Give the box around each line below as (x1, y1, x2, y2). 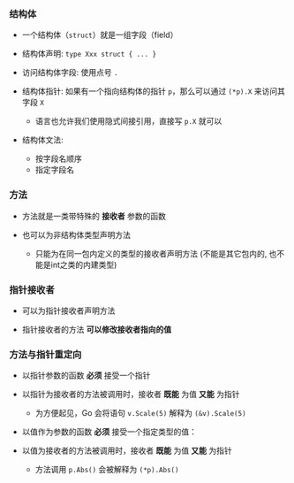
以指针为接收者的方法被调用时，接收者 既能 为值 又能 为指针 (21, 389, 240, 400)
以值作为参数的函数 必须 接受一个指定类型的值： (21, 426, 197, 437)
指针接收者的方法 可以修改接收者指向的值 (21, 324, 172, 334)
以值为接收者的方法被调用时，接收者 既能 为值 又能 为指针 (21, 445, 232, 456)
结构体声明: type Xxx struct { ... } (21, 49, 157, 59)
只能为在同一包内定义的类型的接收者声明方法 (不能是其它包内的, (34, 248, 268, 258)
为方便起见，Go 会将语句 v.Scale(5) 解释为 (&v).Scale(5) (34, 408, 246, 418)
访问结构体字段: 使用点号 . (21, 67, 118, 78)
